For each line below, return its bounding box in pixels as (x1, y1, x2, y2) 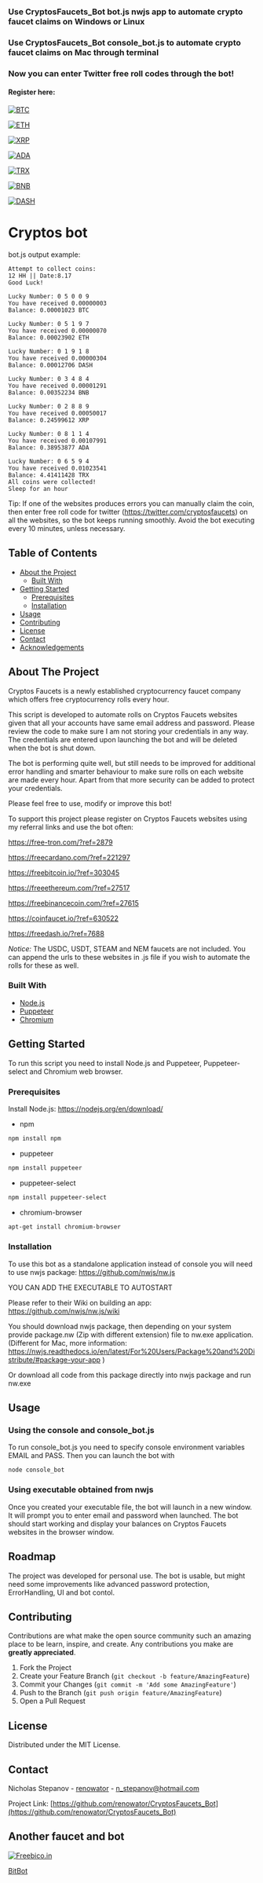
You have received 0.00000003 (8, 299, 108, 307)
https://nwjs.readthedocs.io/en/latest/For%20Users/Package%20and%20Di (8, 1346, 255, 1356)
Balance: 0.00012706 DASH (8, 361, 93, 369)
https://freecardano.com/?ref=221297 (8, 852, 131, 862)
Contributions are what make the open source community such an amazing (8, 1631, 251, 1640)
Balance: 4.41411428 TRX (8, 471, 89, 479)
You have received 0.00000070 (8, 327, 108, 335)
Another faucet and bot (8, 1830, 125, 1844)
